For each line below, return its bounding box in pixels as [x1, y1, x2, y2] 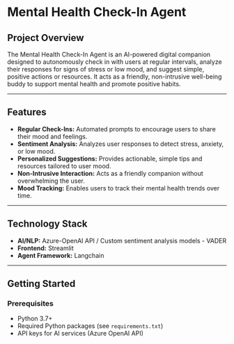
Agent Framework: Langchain [17, 251, 104, 259]
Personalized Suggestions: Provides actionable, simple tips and [17, 154, 203, 163]
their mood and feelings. [17, 132, 88, 140]
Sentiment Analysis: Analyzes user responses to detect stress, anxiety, [17, 140, 224, 148]
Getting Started [7, 278, 76, 290]
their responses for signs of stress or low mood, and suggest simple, [7, 65, 204, 73]
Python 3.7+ [17, 314, 53, 323]
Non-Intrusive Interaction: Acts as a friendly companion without [17, 169, 203, 177]
